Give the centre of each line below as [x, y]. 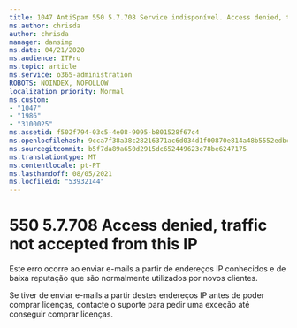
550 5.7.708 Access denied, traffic [138, 225]
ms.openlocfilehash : [47, 141]
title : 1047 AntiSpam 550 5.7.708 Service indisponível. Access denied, [146, 17]
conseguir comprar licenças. [61, 314]
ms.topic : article [43, 67]
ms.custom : [29, 99]
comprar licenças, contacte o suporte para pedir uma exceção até [129, 305]
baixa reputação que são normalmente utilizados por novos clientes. [133, 278]
